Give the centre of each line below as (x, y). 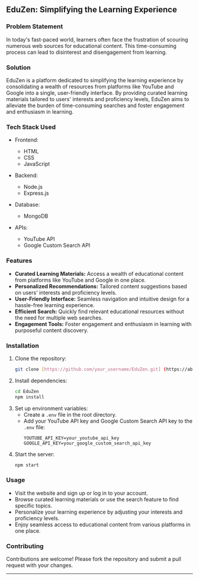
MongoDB (36, 216)
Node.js (33, 187)
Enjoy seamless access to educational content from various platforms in (102, 524)
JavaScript (37, 164)
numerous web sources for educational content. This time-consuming (91, 46)
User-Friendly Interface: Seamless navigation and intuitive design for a (102, 299)
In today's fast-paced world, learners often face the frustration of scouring (97, 39)
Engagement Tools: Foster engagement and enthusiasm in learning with (103, 324)
